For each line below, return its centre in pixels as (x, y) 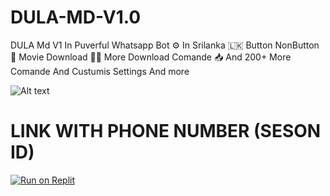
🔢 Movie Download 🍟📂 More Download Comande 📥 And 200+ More (151, 57)
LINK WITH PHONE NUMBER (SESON (166, 131)
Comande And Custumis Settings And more (100, 71)
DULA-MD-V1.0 (76, 17)
